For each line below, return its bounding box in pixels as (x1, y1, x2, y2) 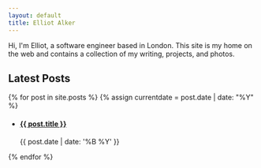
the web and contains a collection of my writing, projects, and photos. (8, 49, 235, 58)
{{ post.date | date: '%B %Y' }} (19, 136, 120, 146)
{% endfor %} (8, 151, 54, 162)
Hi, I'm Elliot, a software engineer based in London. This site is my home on (8, 40, 252, 50)
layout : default (8, 11, 62, 20)
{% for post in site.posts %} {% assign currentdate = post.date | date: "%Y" (8, 92, 254, 103)
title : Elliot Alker (8, 19, 76, 27)
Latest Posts (8, 72, 71, 85)
